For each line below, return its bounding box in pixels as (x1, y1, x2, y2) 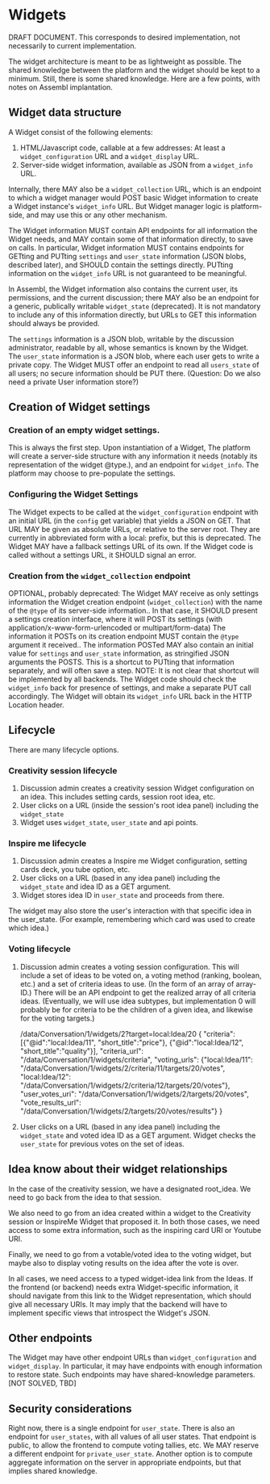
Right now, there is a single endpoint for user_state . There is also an (8, 1423, 235, 1433)
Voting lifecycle (8, 943, 71, 954)
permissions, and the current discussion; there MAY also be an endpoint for (8, 292, 260, 302)
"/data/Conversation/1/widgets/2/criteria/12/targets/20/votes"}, (19, 1080, 231, 1090)
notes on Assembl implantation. (8, 82, 113, 92)
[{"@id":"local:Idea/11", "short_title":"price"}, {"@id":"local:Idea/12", (19, 1038, 244, 1047)
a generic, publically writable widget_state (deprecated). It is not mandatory (8, 301, 261, 311)
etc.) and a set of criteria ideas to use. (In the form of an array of (19, 979, 235, 988)
